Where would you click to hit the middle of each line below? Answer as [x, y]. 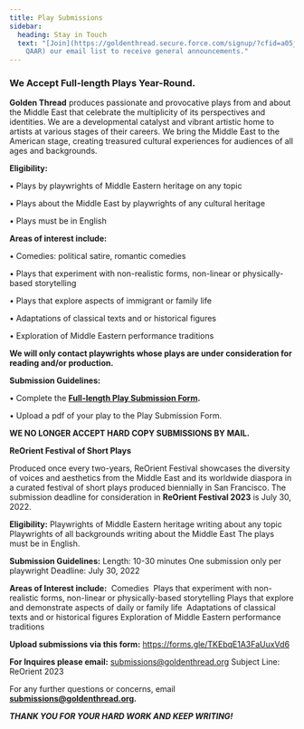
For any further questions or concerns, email [93, 689]
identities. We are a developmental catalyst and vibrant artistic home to [142, 122]
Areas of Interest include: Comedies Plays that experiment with [131, 589]
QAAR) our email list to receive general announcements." [137, 52]
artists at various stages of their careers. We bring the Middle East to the [145, 131]
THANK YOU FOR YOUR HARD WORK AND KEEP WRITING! [121, 716]
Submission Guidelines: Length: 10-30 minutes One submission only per [146, 561]
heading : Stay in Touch [62, 34]
